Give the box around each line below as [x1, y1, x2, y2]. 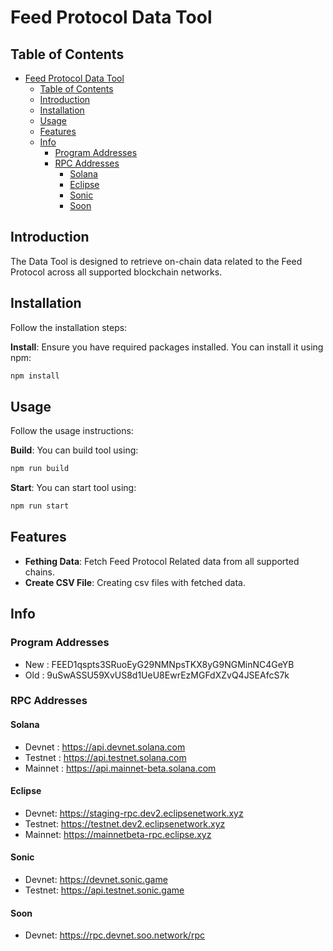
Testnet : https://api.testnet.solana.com [24, 751, 187, 763]
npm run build [10, 464, 70, 474]
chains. [24, 566, 56, 578]
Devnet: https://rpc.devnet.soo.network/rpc [24, 929, 205, 941]
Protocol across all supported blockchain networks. [10, 266, 223, 278]
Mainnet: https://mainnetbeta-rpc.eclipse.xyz [24, 828, 212, 840]
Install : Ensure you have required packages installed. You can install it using [10, 341, 324, 353]
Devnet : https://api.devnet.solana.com [24, 741, 186, 753]
